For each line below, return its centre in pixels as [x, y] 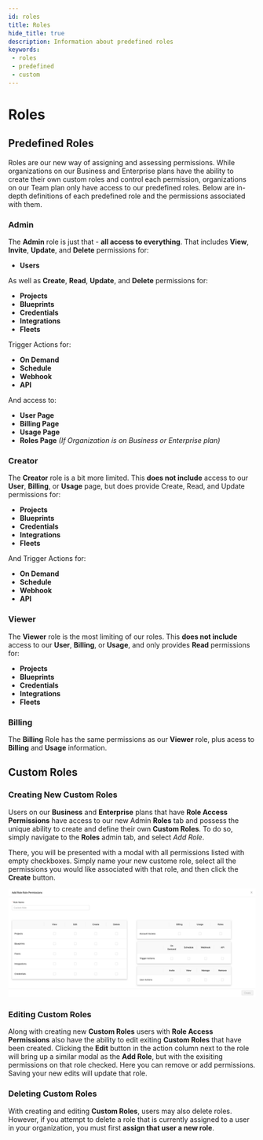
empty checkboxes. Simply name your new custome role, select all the [122, 861]
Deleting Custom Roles [53, 1094]
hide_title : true [37, 33]
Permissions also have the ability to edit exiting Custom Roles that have [125, 1040]
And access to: [33, 400]
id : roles [24, 17]
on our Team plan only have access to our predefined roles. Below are [122, 187]
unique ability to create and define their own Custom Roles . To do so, [121, 828]
